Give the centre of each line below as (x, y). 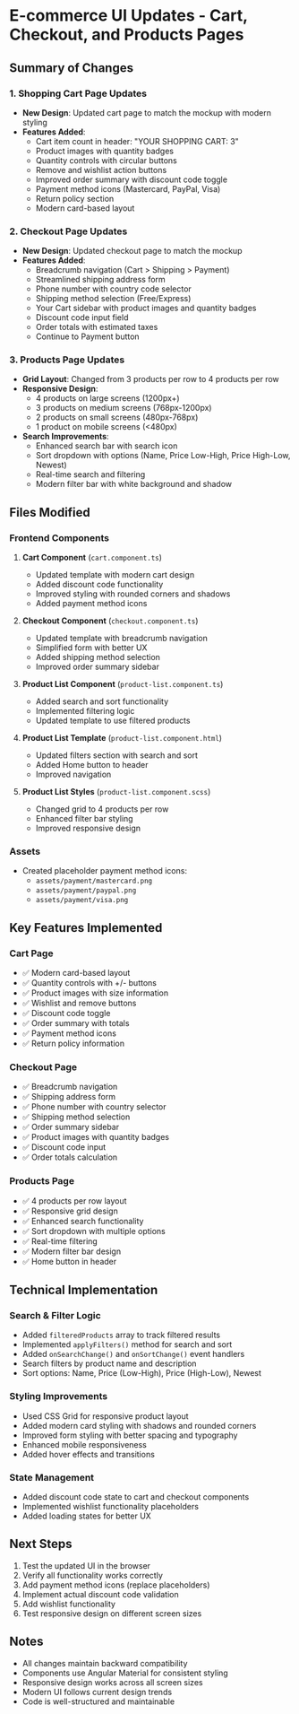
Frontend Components (60, 537)
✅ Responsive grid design (70, 1211)
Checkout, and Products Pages (127, 35)
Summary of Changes (72, 68)
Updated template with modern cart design (115, 575)
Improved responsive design (88, 828)
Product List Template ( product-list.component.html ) (122, 738)
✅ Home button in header (69, 1261)
